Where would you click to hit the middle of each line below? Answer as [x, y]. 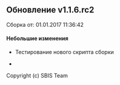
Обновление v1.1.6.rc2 [50, 10]
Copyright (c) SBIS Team [37, 76]
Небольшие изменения [37, 38]
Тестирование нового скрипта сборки [64, 52]
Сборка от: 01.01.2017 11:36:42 [45, 24]
